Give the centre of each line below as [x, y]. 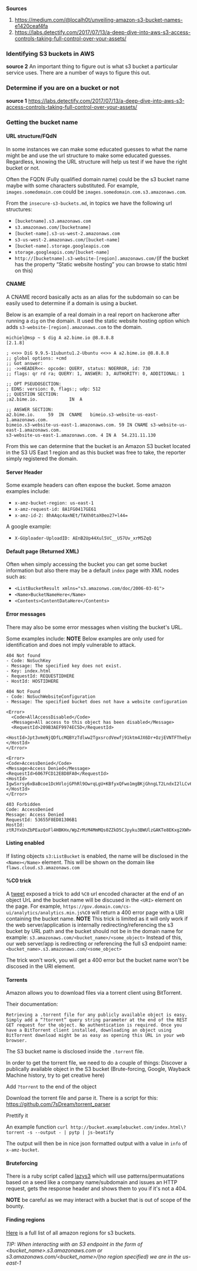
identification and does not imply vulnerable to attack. [71, 645]
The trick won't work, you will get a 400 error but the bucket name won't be [98, 960]
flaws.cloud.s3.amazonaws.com [43, 867]
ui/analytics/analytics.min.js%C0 [48, 913]
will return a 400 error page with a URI [138, 912]
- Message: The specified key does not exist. [64, 666]
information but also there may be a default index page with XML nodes [93, 571]
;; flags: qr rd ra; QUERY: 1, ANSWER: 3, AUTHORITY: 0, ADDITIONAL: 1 [95, 374]
